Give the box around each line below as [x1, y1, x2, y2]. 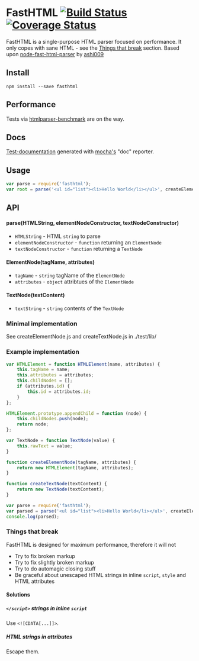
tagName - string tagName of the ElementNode [14, 272, 126, 279]
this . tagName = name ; [17, 367, 70, 373]
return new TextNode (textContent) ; [17, 486, 105, 492]
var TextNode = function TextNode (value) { [6, 438, 115, 444]
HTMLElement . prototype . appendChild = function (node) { [6, 410, 147, 417]
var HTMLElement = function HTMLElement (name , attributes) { [6, 361, 161, 367]
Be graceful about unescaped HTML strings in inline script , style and [14, 571, 187, 578]
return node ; [17, 421, 49, 427]
